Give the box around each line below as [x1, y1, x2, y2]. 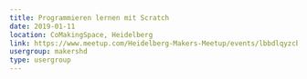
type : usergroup [9, 55, 71, 64]
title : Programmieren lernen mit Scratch [9, 13, 170, 23]
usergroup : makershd [9, 47, 89, 56]
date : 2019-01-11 [9, 22, 76, 31]
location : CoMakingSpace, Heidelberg [9, 30, 153, 39]
